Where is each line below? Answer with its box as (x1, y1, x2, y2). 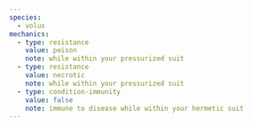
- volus (17, 21, 46, 30)
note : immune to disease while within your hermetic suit (25, 104, 244, 113)
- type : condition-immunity (17, 87, 122, 96)
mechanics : (9, 29, 50, 38)
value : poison (25, 46, 77, 55)
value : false (25, 95, 74, 105)
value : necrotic (25, 71, 86, 80)
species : (9, 12, 42, 22)
